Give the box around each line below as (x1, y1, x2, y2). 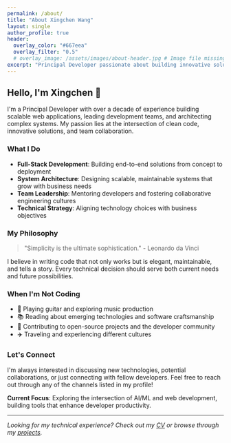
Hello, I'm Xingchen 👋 (7, 87, 102, 99)
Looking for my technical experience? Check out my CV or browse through (7, 421, 219, 429)
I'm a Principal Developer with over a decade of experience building (7, 105, 199, 114)
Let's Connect (7, 350, 56, 360)
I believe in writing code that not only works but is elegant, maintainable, (7, 258, 212, 266)
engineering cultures (16, 196, 76, 205)
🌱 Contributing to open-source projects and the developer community (16, 322, 215, 331)
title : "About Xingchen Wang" (7, 17, 94, 23)
